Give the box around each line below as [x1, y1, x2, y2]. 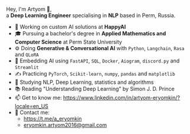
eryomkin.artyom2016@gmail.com [23, 122, 107, 128]
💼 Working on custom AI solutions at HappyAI [14, 24, 126, 30]
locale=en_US [14, 103, 49, 109]
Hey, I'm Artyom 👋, [6, 6, 52, 12]
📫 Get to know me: [14, 94, 62, 101]
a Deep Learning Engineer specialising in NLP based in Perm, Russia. [6, 12, 176, 19]
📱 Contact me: [14, 109, 50, 116]
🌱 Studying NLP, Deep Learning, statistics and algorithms [14, 79, 155, 86]
